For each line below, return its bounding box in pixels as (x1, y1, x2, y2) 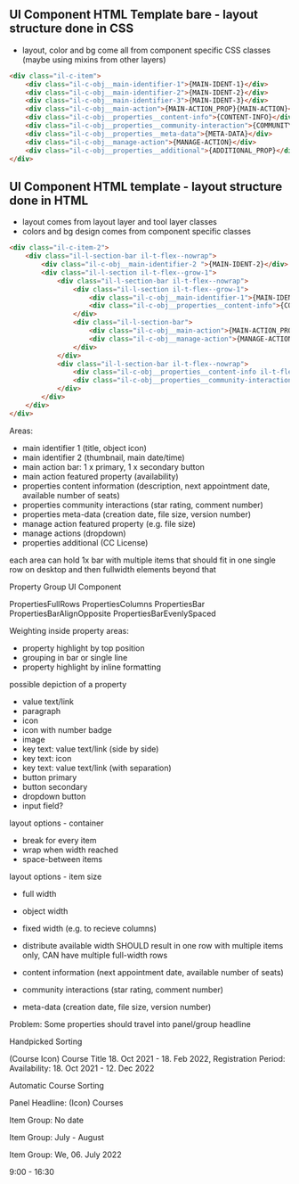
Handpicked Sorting (9, 1036, 83, 1047)
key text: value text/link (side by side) (21, 744, 159, 754)
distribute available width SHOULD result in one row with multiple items (21, 940, 284, 950)
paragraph (21, 705, 61, 716)
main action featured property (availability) (21, 471, 179, 481)
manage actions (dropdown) (21, 528, 126, 539)
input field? (21, 800, 64, 810)
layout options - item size (9, 871, 102, 882)
